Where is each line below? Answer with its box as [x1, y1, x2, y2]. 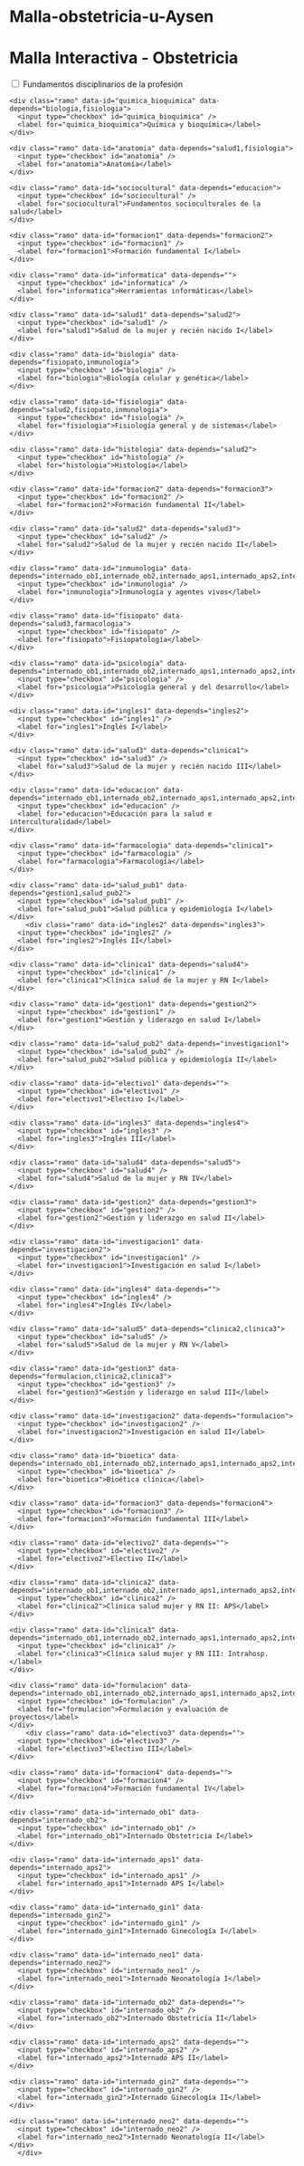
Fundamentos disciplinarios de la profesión [22, 79, 184, 90]
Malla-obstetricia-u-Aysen [9, 6, 214, 27]
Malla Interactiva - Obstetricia [9, 48, 239, 69]
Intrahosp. [227, 1650, 270, 1659]
